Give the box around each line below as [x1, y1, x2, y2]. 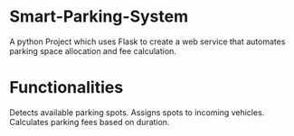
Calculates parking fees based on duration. [9, 116, 170, 127]
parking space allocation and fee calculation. [9, 45, 176, 56]
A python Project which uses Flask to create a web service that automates [9, 36, 286, 47]
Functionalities [9, 77, 124, 98]
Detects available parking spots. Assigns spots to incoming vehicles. [9, 106, 265, 118]
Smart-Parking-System [9, 6, 188, 27]
